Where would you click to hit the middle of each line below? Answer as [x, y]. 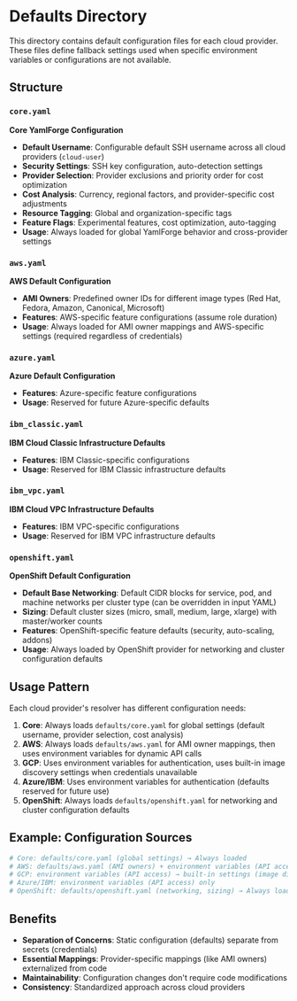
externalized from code [65, 968]
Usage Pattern [49, 687]
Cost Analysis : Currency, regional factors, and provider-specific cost [148, 194]
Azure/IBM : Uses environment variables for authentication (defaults [145, 781]
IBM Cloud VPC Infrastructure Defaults [82, 509]
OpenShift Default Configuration [70, 576]
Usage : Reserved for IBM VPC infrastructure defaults [118, 535]
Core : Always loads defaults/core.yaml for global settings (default [143, 725]
